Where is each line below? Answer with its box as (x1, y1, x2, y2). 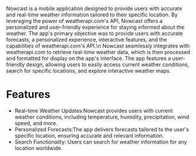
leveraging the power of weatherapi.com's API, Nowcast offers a (6, 18, 163, 24)
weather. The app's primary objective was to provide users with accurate (6, 30, 184, 37)
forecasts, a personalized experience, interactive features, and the (6, 36, 167, 43)
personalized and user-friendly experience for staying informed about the (6, 23, 185, 30)
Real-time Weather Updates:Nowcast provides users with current (14, 107, 173, 114)
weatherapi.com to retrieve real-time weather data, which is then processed (6, 49, 190, 55)
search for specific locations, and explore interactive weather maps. (6, 67, 171, 74)
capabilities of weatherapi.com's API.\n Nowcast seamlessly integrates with (6, 42, 190, 49)
